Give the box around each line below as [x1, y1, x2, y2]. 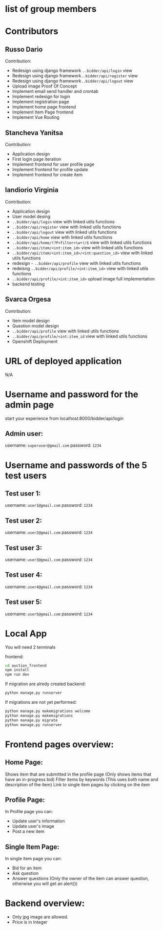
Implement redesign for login [12, 94, 71, 100]
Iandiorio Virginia [5, 186, 59, 194]
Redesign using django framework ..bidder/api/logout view [12, 78, 133, 84]
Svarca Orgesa [5, 295, 51, 303]
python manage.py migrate [5, 717, 58, 723]
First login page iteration [12, 156, 61, 162]
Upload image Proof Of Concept [12, 83, 77, 89]
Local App [5, 628, 47, 639]
